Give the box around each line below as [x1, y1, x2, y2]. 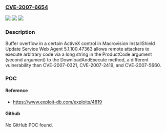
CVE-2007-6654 [5, 4, 49, 11]
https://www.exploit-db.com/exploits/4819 [12, 99, 102, 105]
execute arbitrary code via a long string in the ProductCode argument [5, 51, 152, 57]
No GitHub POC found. [5, 122, 53, 128]
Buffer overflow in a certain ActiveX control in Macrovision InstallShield [5, 40, 155, 47]
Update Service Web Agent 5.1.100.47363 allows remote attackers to [5, 46, 150, 52]
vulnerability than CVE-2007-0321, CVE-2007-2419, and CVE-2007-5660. [5, 62, 161, 68]
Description [5, 29, 35, 36]
